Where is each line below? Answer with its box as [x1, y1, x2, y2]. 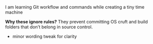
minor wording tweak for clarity [12, 34, 77, 39]
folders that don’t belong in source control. [5, 24, 93, 30]
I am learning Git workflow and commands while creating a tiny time [5, 4, 145, 10]
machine [5, 9, 23, 15]
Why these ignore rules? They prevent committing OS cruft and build [5, 19, 148, 24]
